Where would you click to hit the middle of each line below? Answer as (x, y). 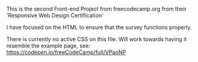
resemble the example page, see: (48, 46)
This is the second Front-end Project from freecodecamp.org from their (97, 9)
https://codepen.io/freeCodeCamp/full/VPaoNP (67, 52)
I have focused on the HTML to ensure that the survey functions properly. (99, 27)
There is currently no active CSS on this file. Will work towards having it (97, 39)
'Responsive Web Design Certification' (55, 15)
